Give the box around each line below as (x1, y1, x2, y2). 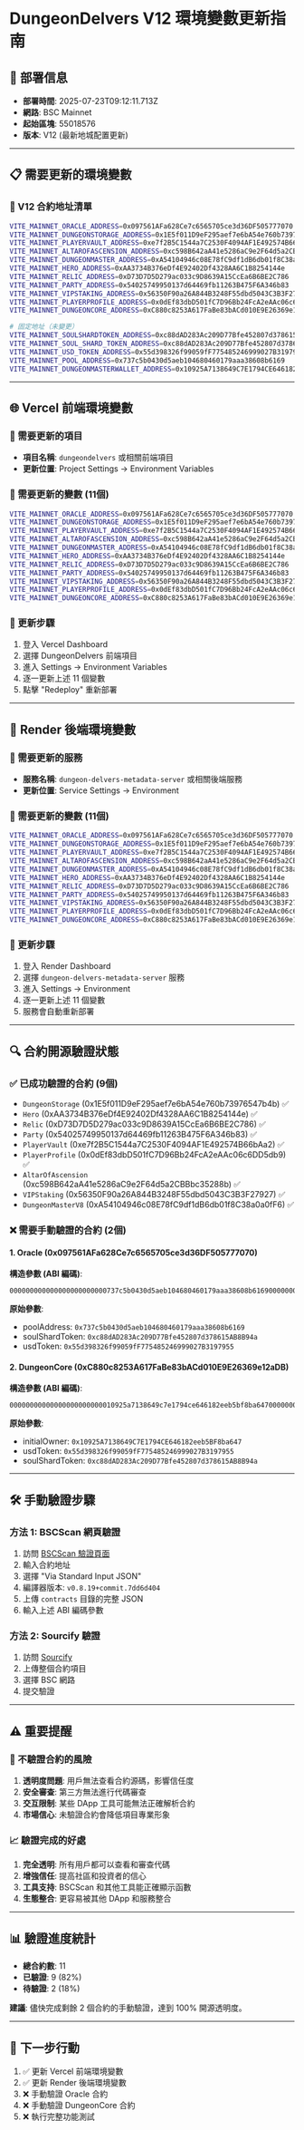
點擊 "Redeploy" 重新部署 (22, 684, 118, 695)
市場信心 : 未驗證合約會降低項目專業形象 (22, 1809, 170, 1820)
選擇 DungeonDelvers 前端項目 (22, 650, 138, 662)
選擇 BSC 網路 (22, 1674, 76, 1686)
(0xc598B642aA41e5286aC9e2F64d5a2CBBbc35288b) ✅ (22, 1179, 242, 1190)
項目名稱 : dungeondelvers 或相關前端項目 (22, 452, 174, 463)
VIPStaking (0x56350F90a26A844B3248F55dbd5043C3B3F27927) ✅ (22, 1189, 286, 1200)
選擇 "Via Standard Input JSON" (22, 1571, 142, 1582)
